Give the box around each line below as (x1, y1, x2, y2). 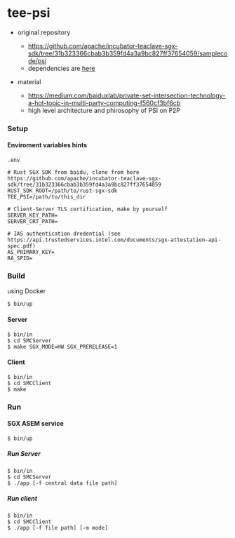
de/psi (27, 56, 47, 65)
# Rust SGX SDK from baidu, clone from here (7, 169, 140, 176)
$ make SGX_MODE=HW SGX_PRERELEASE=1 (7, 343, 118, 350)
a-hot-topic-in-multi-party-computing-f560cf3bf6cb (27, 98, 181, 107)
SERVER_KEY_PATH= (7, 212, 58, 219)
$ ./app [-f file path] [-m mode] (7, 524, 109, 531)
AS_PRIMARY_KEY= (7, 249, 55, 256)
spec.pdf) (7, 243, 36, 250)
